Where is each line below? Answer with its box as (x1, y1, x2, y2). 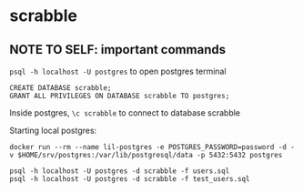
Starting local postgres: (9, 125, 97, 136)
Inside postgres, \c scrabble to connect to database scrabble (9, 107, 241, 118)
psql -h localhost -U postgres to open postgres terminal (9, 66, 227, 76)
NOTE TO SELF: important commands (9, 42, 226, 57)
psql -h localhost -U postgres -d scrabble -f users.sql (9, 167, 230, 176)
